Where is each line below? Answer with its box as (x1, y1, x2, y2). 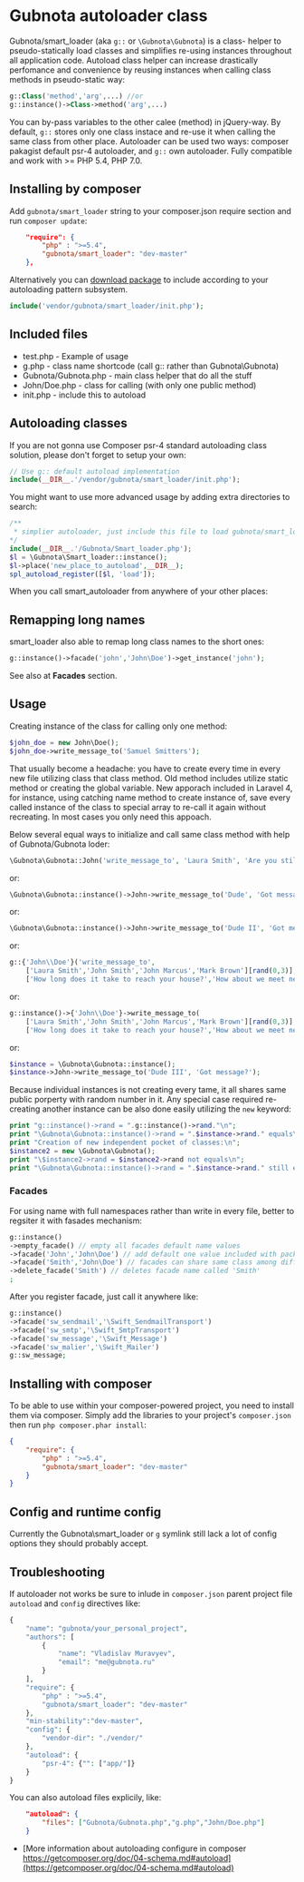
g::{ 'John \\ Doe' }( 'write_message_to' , (9, 958, 156, 967)
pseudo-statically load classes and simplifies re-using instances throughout (9, 44, 292, 55)
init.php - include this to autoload (22, 389, 147, 400)
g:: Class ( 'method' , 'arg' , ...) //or (9, 92, 144, 101)
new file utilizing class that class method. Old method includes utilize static (9, 772, 289, 783)
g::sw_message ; (9, 1351, 67, 1360)
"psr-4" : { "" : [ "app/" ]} (42, 1759, 136, 1768)
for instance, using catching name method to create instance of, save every (9, 791, 291, 803)
